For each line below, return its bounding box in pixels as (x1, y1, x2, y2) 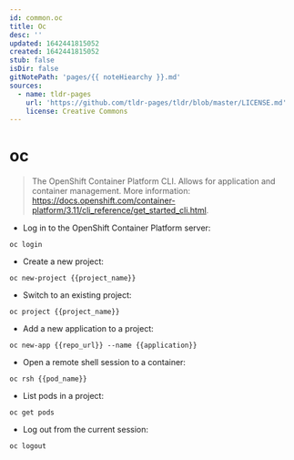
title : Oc (9, 22, 47, 31)
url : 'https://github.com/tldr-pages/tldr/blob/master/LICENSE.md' (25, 97, 287, 107)
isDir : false (9, 65, 59, 74)
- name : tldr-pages (17, 89, 92, 98)
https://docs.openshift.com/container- (31, 195, 176, 206)
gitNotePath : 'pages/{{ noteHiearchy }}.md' (9, 73, 181, 82)
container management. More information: (31, 186, 191, 197)
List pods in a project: (22, 391, 105, 402)
